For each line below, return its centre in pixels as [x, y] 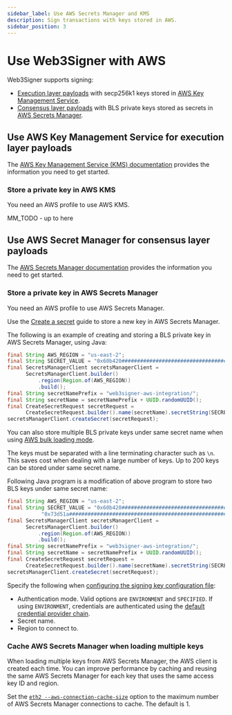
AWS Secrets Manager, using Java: [57, 342]
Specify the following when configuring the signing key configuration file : [112, 585]
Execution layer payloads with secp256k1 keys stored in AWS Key [110, 93]
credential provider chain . [54, 613]
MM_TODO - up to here [40, 218]
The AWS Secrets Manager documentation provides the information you [110, 268]
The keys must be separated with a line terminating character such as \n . [111, 453]
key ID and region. [33, 683]
